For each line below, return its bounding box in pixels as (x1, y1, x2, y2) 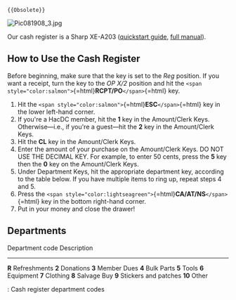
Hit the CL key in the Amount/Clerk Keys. (17, 137, 136, 145)
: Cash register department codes (7, 285, 105, 293)
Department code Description (7, 243, 93, 252)
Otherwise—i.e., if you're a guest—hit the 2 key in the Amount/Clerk (17, 122, 214, 131)
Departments (7, 225, 67, 237)
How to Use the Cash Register (7, 53, 140, 65)
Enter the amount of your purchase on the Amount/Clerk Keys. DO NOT (17, 145, 224, 153)
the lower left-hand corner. (17, 107, 96, 116)
